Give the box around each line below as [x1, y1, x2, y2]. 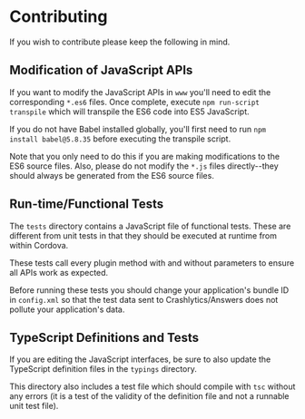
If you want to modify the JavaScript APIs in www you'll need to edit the [9, 86, 271, 97]
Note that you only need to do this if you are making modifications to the [9, 151, 280, 161]
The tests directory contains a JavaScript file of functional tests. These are [9, 220, 291, 231]
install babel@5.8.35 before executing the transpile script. [9, 133, 231, 144]
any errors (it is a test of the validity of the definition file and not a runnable [9, 391, 290, 402]
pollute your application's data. [9, 304, 125, 315]
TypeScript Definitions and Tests [9, 329, 200, 346]
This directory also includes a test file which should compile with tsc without [9, 381, 296, 392]
